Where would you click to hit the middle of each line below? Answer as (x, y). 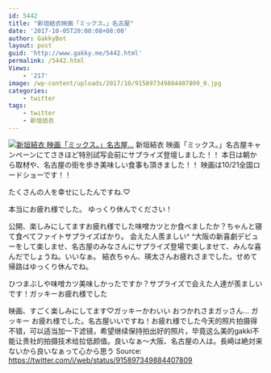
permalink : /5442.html (46, 61)
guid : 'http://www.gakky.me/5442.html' (75, 53)
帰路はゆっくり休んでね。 (51, 266)
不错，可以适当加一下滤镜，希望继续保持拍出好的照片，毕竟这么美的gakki (130, 330)
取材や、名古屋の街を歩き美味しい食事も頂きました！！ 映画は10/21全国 (134, 164)
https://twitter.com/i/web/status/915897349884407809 (100, 360)
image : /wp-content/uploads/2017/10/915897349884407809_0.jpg (115, 83)
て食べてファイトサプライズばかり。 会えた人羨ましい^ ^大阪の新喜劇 (123, 236)
